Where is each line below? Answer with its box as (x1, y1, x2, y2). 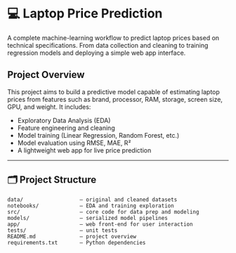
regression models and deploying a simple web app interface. (7, 48, 186, 57)
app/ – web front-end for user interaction (7, 221, 193, 228)
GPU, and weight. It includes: (7, 103, 91, 111)
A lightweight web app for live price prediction (17, 145, 152, 155)
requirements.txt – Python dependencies (7, 239, 146, 246)
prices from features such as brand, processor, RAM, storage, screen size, (7, 95, 223, 103)
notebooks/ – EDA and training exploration (7, 202, 174, 209)
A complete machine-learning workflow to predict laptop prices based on (7, 33, 220, 42)
